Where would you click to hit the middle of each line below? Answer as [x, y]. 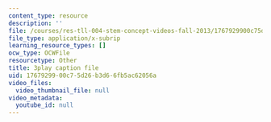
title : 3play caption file [54, 68]
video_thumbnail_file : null [63, 90]
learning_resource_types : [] [57, 46]
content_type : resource [48, 16]
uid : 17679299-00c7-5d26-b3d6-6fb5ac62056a [83, 75]
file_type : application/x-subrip [65, 38]
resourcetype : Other [43, 61]
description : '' [35, 23]
